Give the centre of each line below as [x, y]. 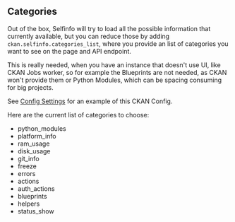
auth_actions [36, 188]
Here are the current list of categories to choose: [78, 115]
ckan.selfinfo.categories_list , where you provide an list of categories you [118, 43]
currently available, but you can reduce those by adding [89, 36]
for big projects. [31, 87]
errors [26, 173]
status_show [36, 211]
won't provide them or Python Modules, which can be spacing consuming [115, 80]
